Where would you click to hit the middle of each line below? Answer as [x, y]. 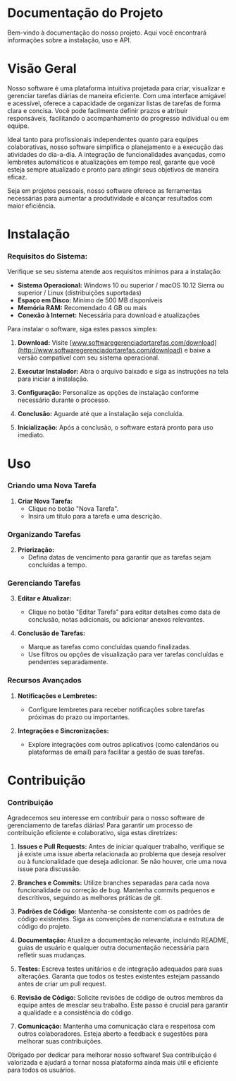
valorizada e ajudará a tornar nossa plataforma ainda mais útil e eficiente [113, 1063]
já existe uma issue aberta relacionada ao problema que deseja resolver [122, 854]
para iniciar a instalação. [53, 379]
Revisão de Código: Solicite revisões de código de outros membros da [120, 998]
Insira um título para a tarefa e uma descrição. [95, 516]
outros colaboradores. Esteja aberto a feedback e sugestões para [113, 1034]
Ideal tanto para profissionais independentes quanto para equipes [103, 139]
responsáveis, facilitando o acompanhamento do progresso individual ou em [118, 118]
